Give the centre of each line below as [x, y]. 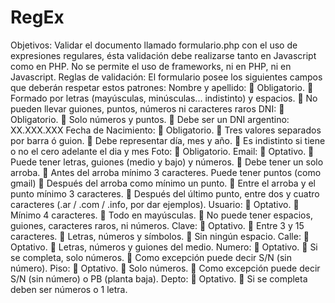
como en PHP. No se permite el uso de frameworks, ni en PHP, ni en [151, 66]
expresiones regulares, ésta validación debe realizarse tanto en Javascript [163, 55]
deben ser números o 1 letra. [69, 289]
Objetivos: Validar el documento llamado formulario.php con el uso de [154, 45]
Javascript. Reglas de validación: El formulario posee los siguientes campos [166, 77]
